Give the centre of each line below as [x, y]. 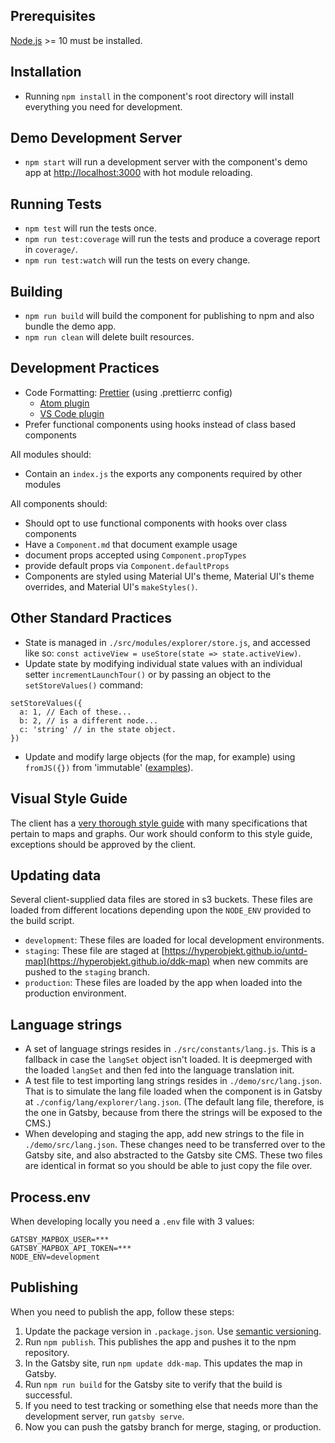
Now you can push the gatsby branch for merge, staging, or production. [173, 1426]
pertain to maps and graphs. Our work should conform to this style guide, [161, 833]
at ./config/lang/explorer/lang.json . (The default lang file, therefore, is [174, 1102]
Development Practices [85, 368]
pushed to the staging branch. [87, 972]
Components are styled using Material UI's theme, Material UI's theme [169, 576]
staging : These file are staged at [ [94, 951]
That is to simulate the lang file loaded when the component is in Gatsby [173, 1091]
